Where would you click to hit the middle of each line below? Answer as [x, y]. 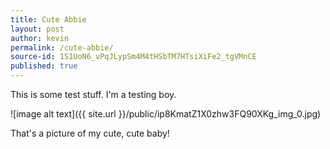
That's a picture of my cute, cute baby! [90, 133]
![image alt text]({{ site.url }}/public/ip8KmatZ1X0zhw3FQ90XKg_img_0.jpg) [166, 114]
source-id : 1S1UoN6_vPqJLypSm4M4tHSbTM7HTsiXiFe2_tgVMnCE [133, 57]
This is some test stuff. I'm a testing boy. [93, 94]
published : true [44, 66]
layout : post [37, 29]
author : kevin [40, 38]
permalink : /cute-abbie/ [62, 47]
